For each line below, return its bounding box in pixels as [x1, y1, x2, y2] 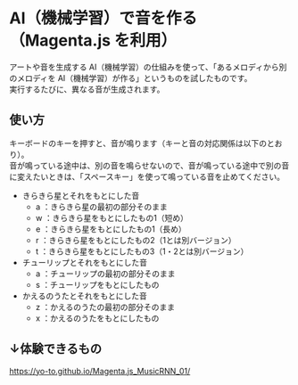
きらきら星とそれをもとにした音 [21, 190, 140, 201]
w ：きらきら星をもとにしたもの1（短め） [35, 212, 189, 223]
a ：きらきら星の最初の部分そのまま [35, 201, 168, 212]
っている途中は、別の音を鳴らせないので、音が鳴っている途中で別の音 [32, 160, 290, 170]
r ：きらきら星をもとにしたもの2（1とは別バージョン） [35, 234, 236, 245]
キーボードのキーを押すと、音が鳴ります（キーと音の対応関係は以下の [9, 137, 268, 148]
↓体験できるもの [9, 341, 103, 356]
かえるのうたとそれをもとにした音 [21, 291, 147, 301]
